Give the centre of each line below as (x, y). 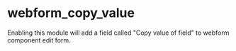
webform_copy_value (71, 13)
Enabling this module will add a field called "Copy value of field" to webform (118, 33)
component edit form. (39, 40)
